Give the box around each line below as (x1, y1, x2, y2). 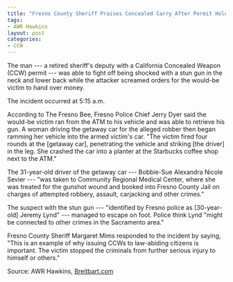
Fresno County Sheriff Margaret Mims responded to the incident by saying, (7, 231, 221, 240)
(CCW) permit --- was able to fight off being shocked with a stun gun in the (7, 69, 223, 77)
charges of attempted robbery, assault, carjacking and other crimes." (7, 190, 205, 198)
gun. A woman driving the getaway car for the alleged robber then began (7, 125, 216, 133)
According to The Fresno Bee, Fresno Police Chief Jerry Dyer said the (7, 110, 207, 118)
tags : (7, 17, 23, 24)
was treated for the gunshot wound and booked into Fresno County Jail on (7, 183, 220, 191)
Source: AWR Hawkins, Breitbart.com (7, 267, 114, 275)
